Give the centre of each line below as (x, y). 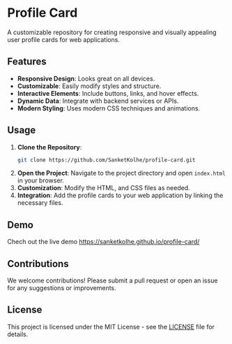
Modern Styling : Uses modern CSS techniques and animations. (109, 108)
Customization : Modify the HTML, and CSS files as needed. (103, 188)
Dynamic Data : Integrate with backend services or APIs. (98, 101)
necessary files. (40, 203)
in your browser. (41, 180)
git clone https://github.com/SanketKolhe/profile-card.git (106, 160)
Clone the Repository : (49, 147)
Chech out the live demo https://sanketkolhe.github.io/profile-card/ (103, 242)
